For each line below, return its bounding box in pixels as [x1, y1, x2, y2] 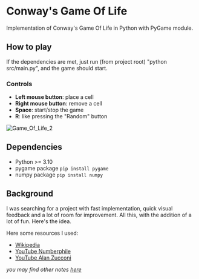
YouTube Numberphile [15, 247, 71, 255]
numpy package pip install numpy [15, 171, 103, 178]
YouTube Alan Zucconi [15, 254, 71, 261]
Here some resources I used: [6, 229, 79, 237]
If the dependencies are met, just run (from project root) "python [6, 58, 168, 65]
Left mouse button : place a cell [15, 93, 94, 101]
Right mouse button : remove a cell [15, 100, 103, 107]
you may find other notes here [6, 266, 82, 273]
